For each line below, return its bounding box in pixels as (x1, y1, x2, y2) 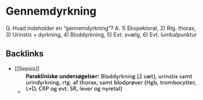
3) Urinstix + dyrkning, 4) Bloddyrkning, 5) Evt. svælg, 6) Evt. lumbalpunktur (5, 30, 198, 38)
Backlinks (5, 49, 44, 59)
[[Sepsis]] (14, 65, 40, 72)
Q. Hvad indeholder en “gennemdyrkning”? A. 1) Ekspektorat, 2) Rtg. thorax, (5, 24, 196, 32)
